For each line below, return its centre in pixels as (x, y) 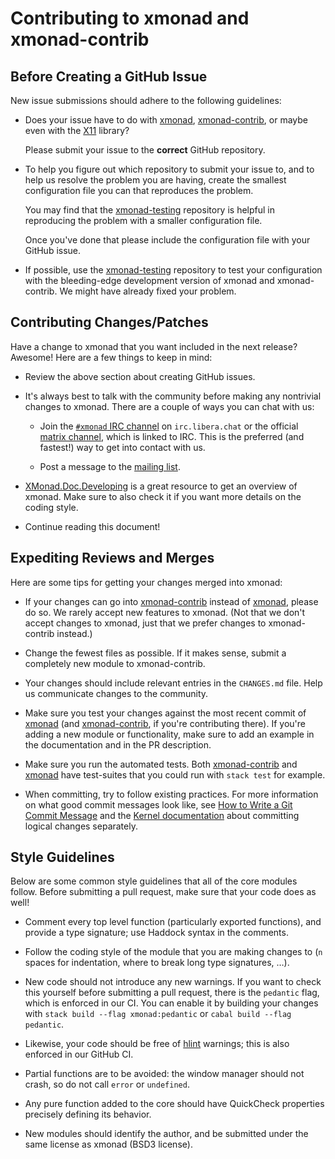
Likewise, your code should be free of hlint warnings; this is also (157, 1044)
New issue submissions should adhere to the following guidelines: (146, 100)
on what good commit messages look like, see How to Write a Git (158, 804)
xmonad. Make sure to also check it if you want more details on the (163, 496)
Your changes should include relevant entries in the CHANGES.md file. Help (173, 683)
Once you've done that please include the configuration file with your (167, 240)
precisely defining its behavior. (88, 1114)
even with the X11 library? (77, 130)
